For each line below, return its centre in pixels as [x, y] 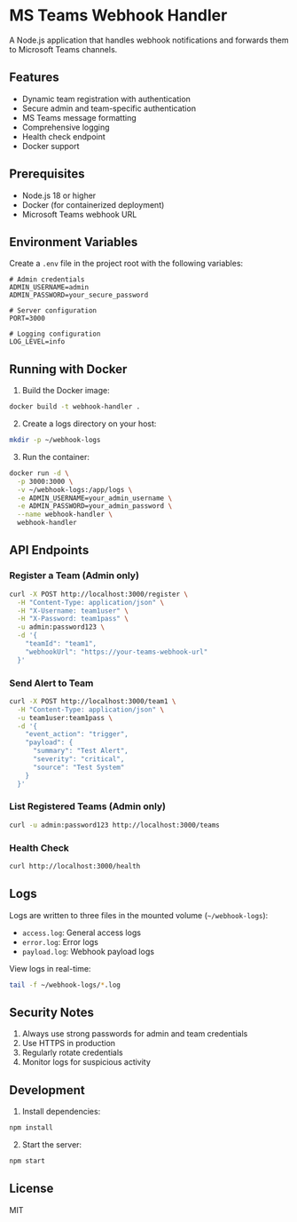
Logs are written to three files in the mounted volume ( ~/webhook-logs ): [139, 915]
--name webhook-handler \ [65, 515]
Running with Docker [68, 369]
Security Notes [52, 1012]
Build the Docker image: [66, 391]
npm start [27, 1161]
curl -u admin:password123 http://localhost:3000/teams [114, 825]
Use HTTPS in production [69, 1043]
